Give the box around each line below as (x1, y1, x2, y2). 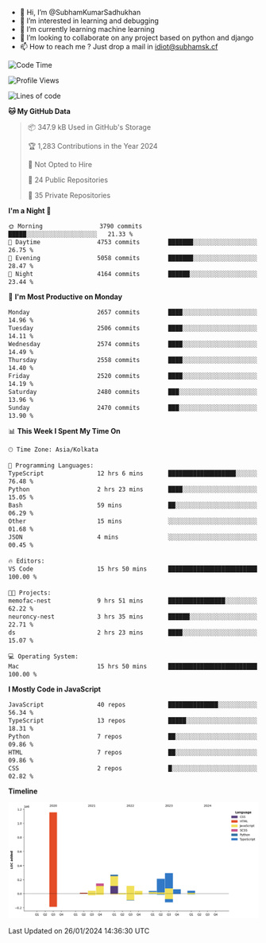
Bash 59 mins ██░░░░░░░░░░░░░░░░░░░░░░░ (8, 501, 258, 509)
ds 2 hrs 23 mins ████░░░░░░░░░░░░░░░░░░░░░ (8, 629, 258, 637)
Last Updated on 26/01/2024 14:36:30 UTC (8, 925, 150, 935)
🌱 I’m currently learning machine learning (19, 25, 155, 33)
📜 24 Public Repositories (27, 175, 109, 185)
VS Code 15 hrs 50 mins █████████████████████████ (8, 565, 258, 573)
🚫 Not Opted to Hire (27, 160, 93, 169)
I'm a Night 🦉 (8, 206, 52, 215)
